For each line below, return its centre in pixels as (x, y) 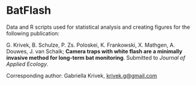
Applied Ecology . (27, 64)
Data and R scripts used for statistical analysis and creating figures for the (98, 27)
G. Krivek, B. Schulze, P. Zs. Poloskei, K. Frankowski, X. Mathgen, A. (91, 45)
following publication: (33, 33)
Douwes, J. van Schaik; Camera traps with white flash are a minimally (94, 51)
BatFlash (29, 10)
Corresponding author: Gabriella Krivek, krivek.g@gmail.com (82, 75)
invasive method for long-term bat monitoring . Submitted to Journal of (96, 57)
